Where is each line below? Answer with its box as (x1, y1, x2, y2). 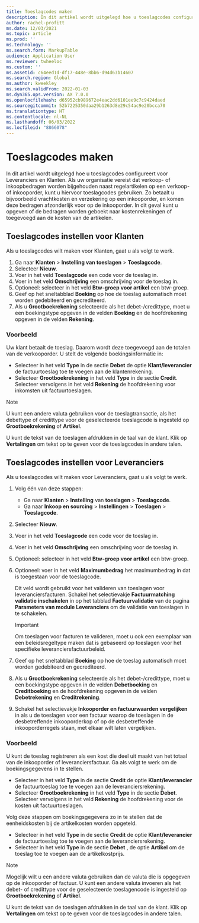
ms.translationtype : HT (6, 108, 65, 114)
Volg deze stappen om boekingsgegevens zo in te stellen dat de (6, 814, 163, 821)
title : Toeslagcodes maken (6, 8, 73, 15)
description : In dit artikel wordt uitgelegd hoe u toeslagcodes (6, 14, 171, 20)
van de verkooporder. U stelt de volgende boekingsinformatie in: (6, 350, 163, 357)
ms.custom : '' (6, 64, 41, 70)
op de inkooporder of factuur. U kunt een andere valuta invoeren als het (6, 880, 181, 887)
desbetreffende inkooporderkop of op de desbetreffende (14, 717, 154, 725)
